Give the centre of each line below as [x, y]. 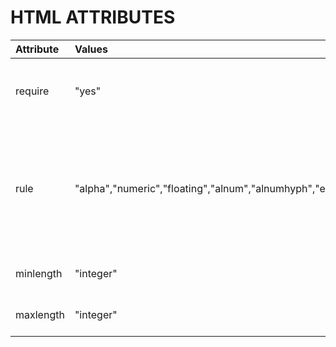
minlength [39, 273]
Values [91, 49]
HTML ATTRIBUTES [93, 17]
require [32, 91]
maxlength [40, 314]
